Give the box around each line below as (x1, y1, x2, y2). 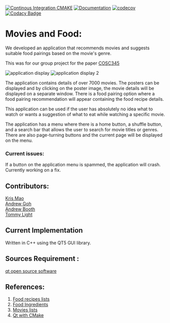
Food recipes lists (12, 296, 50, 302)
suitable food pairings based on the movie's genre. (5, 50, 112, 56)
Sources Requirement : (5, 254, 80, 263)
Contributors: (5, 182, 49, 190)
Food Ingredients (12, 302, 48, 308)
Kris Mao (5, 195, 24, 201)
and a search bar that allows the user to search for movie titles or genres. (5, 126, 159, 132)
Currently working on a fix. (5, 167, 61, 173)
